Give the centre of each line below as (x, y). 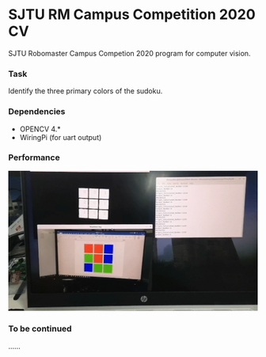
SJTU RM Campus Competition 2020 (132, 15)
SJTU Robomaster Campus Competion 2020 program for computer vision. (129, 53)
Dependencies (37, 112)
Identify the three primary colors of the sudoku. (85, 91)
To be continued (40, 329)
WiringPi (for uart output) (61, 137)
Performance (34, 158)
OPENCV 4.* (40, 129)
